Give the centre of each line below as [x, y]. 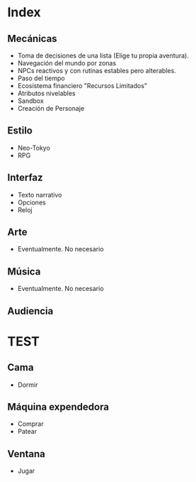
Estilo [20, 131]
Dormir [28, 385]
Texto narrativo [40, 195]
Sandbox [30, 101]
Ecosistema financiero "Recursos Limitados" [82, 86]
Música [24, 272]
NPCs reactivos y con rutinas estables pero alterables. [97, 71]
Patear [27, 432]
